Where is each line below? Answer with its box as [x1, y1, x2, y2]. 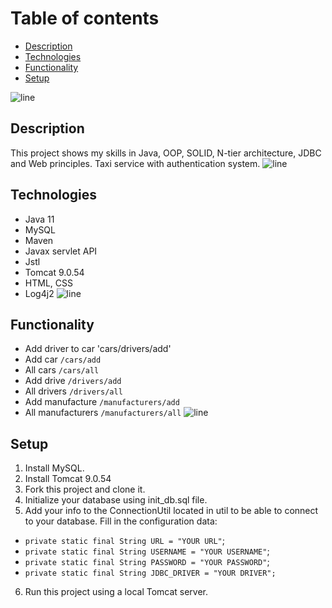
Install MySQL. [24, 462, 85, 474]
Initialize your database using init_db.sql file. [24, 494, 208, 506]
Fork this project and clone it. [24, 483, 146, 496]
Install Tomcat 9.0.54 [24, 473, 112, 485]
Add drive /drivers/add [24, 375, 122, 387]
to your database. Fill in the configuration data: [24, 515, 218, 527]
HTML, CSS [24, 277, 73, 289]
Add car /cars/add [24, 353, 102, 366]
